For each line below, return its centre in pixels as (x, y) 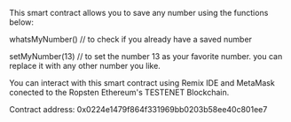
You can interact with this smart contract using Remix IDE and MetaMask (142, 83)
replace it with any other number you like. (85, 66)
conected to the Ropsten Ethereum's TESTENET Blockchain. (119, 92)
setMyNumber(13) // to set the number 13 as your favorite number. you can (146, 56)
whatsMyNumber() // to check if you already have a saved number (131, 39)
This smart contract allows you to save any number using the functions (139, 13)
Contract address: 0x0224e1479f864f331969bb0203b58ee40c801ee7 (138, 109)
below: (21, 22)
